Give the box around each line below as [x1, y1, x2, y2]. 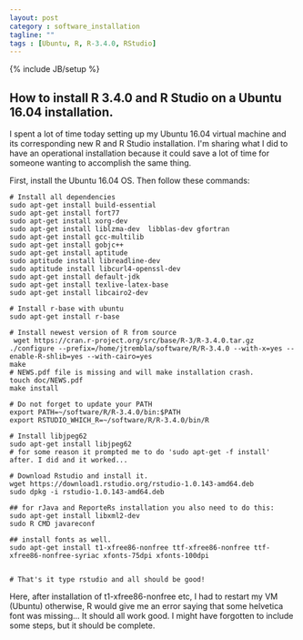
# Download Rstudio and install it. [9, 472, 148, 481]
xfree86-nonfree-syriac [9, 552, 100, 561]
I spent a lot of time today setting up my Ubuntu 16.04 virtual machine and [9, 128, 287, 139]
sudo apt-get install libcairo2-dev [9, 289, 148, 298]
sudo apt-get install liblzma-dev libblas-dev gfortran [9, 225, 230, 234]
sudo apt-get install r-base [9, 312, 120, 321]
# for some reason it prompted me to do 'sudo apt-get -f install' [9, 448, 271, 457]
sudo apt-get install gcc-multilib [9, 233, 145, 242]
